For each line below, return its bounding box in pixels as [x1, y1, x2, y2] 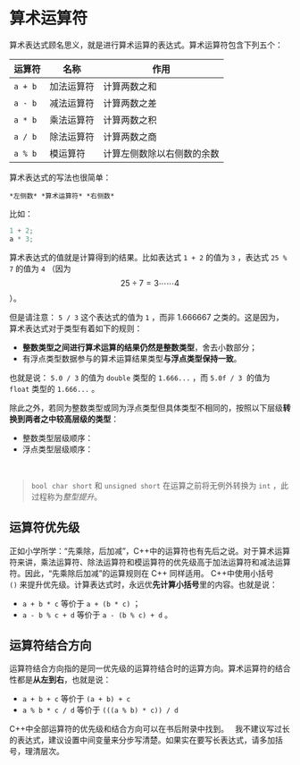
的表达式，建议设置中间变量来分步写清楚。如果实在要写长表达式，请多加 [9, 735, 275, 745]
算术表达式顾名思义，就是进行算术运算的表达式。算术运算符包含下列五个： [9, 39, 283, 50]
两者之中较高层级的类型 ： [24, 413, 119, 424]
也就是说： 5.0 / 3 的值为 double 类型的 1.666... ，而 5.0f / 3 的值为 [9, 372, 271, 383]
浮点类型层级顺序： [21, 444, 94, 455]
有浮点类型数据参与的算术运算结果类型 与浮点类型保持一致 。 [21, 353, 242, 363]
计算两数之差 [103, 97, 158, 109]
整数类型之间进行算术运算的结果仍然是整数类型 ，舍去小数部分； [21, 342, 257, 353]
